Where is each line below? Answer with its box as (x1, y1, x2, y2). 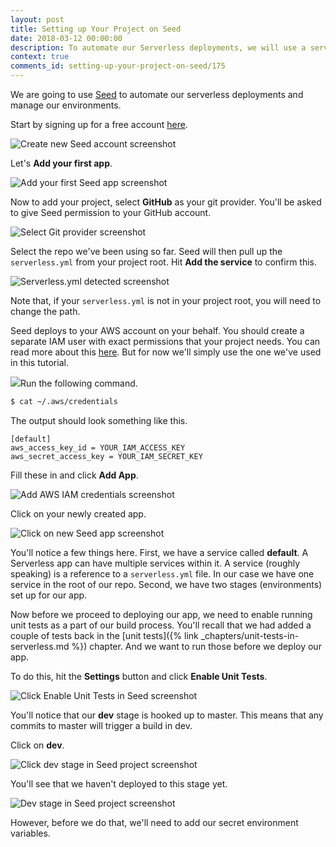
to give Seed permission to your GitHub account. (10, 207, 212, 218)
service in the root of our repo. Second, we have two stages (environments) (10, 578, 323, 590)
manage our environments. (10, 99, 122, 111)
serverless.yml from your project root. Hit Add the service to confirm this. (10, 256, 318, 268)
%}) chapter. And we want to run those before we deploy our (71, 640, 322, 652)
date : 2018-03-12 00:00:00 (10, 33, 123, 43)
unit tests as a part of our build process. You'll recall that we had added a (10, 619, 312, 631)
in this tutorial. (10, 357, 69, 368)
